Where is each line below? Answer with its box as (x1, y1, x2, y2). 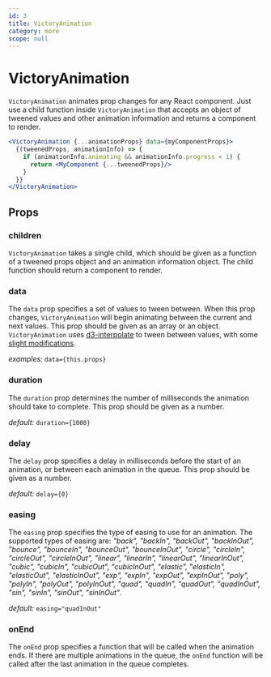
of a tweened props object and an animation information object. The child (8, 257, 253, 266)
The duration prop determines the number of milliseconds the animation (8, 392, 249, 402)
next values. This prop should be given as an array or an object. (8, 321, 221, 331)
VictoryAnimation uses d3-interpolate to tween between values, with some (8, 330, 259, 340)
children (8, 229, 42, 241)
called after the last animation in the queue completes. (8, 659, 189, 669)
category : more (8, 27, 60, 35)
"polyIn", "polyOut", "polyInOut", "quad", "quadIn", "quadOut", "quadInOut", (8, 579, 260, 589)
